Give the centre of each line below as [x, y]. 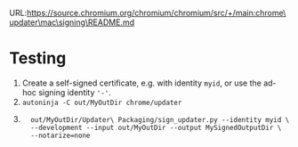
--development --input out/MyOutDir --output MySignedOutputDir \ [156, 127]
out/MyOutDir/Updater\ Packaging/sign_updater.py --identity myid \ [160, 119]
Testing [38, 58]
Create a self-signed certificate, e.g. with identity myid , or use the [142, 83]
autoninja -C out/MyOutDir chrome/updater [102, 102]
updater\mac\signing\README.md [72, 22]
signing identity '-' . [75, 92]
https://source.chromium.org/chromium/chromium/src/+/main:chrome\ [156, 13]
